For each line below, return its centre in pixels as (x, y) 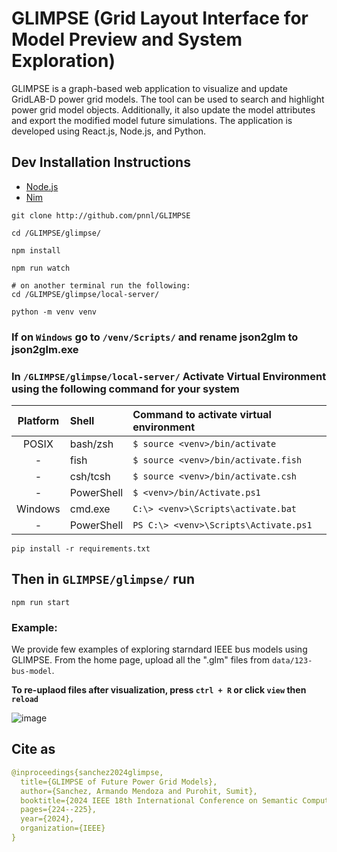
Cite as (33, 749)
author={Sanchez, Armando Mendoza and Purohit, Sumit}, (139, 791)
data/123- (292, 661)
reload (25, 700)
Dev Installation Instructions (101, 162)
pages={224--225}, (59, 810)
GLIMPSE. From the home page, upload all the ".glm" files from (140, 660)
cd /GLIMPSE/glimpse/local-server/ (85, 294)
